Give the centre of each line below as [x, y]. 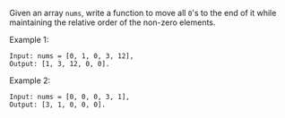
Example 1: [29, 40]
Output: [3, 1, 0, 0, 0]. [57, 105]
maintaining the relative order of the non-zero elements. [112, 22]
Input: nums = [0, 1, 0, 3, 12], [72, 56]
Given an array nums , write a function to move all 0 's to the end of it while [143, 13]
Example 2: [30, 80]
